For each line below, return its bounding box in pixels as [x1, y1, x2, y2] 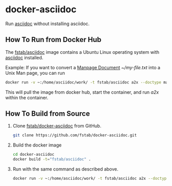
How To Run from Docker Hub [5, 35, 101, 44]
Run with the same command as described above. [12, 166, 119, 172]
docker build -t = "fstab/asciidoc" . [12, 157, 91, 162]
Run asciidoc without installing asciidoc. [5, 20, 90, 27]
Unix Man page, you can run [5, 70, 65, 76]
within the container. [5, 94, 49, 100]
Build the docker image [12, 142, 62, 148]
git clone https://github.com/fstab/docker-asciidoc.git [12, 133, 137, 138]
